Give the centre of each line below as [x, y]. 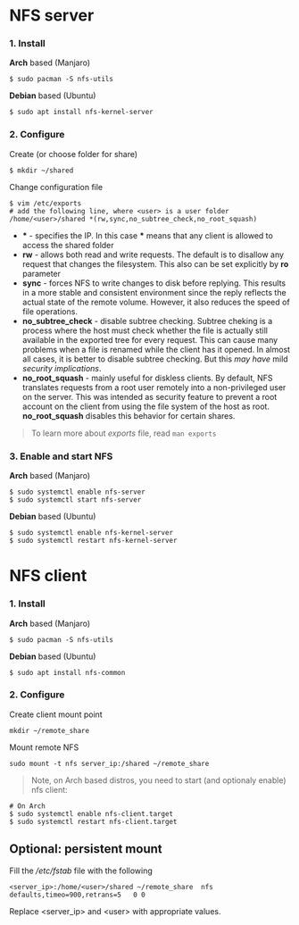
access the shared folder [68, 245]
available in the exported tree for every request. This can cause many [150, 339]
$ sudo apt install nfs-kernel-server [81, 112]
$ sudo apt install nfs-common [67, 672]
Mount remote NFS [44, 747]
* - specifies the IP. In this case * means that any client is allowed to [148, 235]
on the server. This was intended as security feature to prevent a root [149, 396]
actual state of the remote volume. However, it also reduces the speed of [156, 302]
